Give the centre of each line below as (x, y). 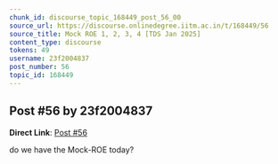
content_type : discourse (55, 42)
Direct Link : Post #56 (48, 132)
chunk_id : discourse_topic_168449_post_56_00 (95, 17)
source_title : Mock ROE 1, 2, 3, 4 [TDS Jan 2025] (105, 34)
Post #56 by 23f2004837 (81, 111)
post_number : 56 (39, 67)
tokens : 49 (29, 51)
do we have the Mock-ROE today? (72, 149)
